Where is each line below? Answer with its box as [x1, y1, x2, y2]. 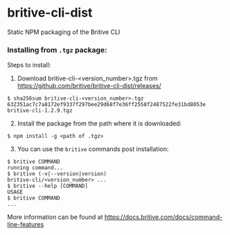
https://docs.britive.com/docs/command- [104, 213, 223, 221]
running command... [7, 164, 64, 171]
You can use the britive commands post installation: [17, 145, 169, 153]
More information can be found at [7, 213, 103, 221]
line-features [7, 220, 44, 229]
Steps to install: [7, 61, 51, 69]
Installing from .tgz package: [7, 45, 107, 55]
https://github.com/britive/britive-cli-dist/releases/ [17, 82, 161, 90]
